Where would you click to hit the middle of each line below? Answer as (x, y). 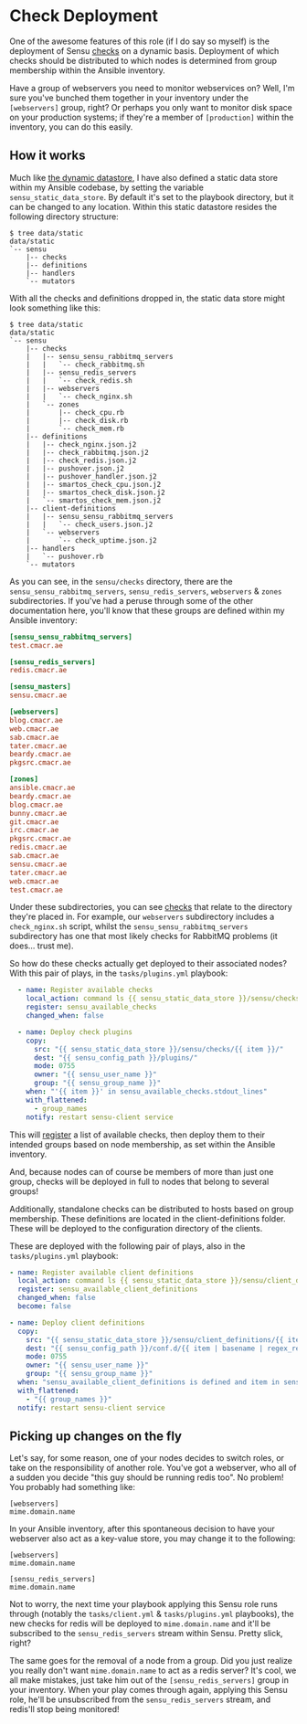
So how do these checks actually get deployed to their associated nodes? (148, 964)
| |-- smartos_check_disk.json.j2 (96, 492)
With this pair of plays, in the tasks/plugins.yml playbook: (119, 973)
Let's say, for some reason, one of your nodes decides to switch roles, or (147, 1458)
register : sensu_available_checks (91, 1007)
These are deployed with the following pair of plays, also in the (127, 1246)
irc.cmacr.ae (34, 830)
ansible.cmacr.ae (42, 788)
